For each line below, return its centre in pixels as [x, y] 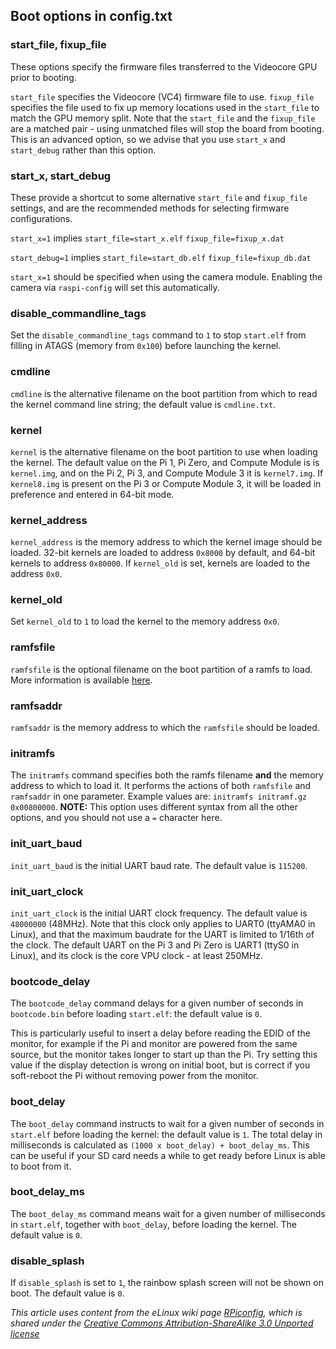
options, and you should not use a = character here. [116, 818]
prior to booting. [43, 77]
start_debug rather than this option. [83, 150]
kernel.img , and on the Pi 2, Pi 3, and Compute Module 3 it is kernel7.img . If [167, 473]
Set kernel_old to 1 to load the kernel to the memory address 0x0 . [145, 621]
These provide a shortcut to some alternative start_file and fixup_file [159, 197]
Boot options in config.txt [91, 16]
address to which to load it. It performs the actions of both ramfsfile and [161, 786]
